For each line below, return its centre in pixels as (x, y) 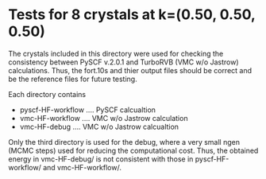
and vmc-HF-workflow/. (82, 167)
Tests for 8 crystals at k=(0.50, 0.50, (132, 15)
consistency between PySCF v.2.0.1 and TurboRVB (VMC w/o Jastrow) (124, 62)
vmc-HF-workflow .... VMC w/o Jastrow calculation (104, 118)
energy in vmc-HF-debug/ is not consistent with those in (101, 159)
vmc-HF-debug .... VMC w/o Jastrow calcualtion (99, 126)
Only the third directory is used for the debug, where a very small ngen (124, 142)
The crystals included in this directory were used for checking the (116, 53)
